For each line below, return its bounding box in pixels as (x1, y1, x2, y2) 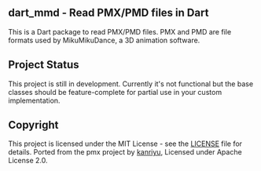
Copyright (8, 118, 59, 132)
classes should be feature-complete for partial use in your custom (8, 87, 222, 96)
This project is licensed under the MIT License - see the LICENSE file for (8, 139, 242, 148)
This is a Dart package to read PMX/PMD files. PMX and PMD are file (8, 27, 232, 36)
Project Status (8, 58, 80, 71)
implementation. (8, 96, 61, 105)
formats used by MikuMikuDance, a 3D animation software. (8, 35, 200, 45)
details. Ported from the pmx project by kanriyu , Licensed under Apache (8, 147, 242, 157)
